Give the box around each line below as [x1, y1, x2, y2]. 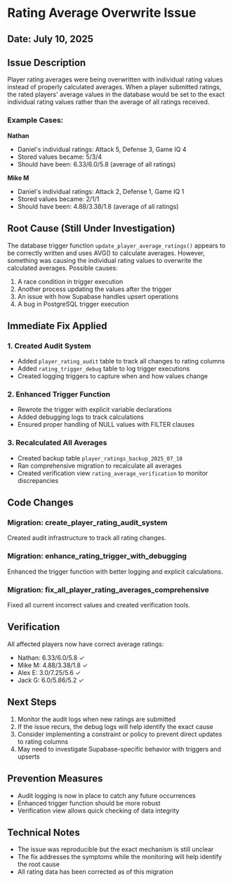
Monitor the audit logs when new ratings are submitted [17, 715, 176, 723]
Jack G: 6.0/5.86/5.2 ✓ [17, 676, 84, 684]
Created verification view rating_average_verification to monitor [17, 469, 208, 477]
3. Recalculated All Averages [7, 438, 107, 448]
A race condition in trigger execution [17, 277, 124, 285]
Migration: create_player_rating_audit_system [7, 518, 168, 528]
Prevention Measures [7, 773, 103, 785]
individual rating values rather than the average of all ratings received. [7, 98, 210, 106]
